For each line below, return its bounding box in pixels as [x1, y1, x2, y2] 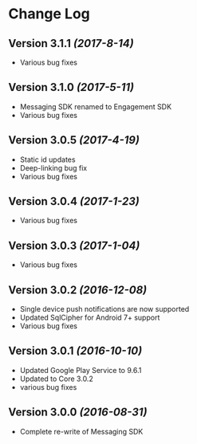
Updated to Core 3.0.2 [19, 374, 93, 383]
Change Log [8, 5, 90, 23]
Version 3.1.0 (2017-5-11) [8, 81, 134, 94]
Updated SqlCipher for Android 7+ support [19, 312, 160, 323]
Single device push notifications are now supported [19, 305, 190, 314]
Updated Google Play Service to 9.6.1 [19, 365, 142, 375]
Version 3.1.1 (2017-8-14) [8, 37, 134, 50]
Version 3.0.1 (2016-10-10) [8, 344, 142, 358]
